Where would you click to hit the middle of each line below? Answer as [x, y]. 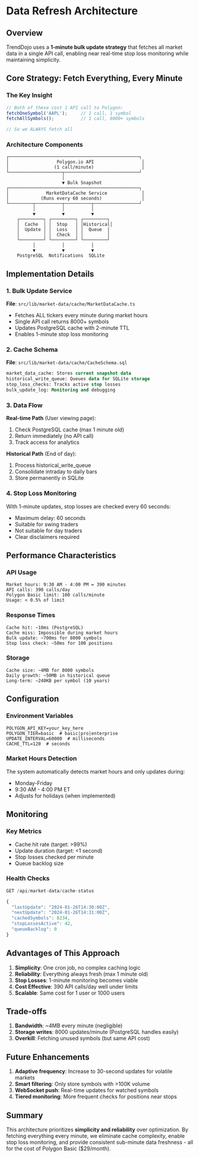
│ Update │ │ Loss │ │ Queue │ [64, 230]
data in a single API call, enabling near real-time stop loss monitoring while [97, 53]
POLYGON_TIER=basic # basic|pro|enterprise [62, 733]
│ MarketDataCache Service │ [75, 193]
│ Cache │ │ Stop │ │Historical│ [65, 225]
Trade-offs [26, 1012]
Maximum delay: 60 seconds [50, 518]
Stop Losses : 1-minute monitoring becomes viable [76, 980]
